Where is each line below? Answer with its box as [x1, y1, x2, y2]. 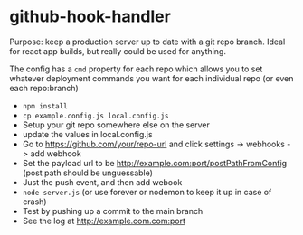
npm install [22, 101, 68, 110]
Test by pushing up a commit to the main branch [22, 205, 204, 216]
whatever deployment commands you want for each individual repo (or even [9, 72, 294, 83]
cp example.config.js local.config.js [22, 111, 169, 120]
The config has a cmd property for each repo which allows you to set [9, 63, 263, 74]
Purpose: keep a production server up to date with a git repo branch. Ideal [9, 36, 286, 47]
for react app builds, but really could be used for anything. [9, 45, 226, 56]
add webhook [30, 147, 81, 159]
